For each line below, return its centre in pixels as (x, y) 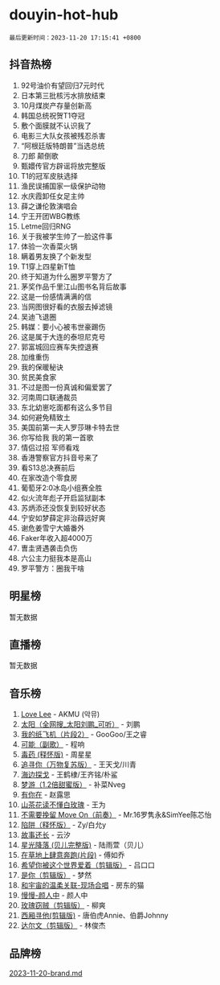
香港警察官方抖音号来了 (59, 457)
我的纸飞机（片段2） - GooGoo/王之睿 (84, 735)
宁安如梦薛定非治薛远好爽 (63, 517)
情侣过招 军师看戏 (50, 447)
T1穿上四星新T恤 (48, 266)
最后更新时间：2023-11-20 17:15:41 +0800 (75, 38)
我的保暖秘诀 (42, 367)
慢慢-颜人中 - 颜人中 (54, 896)
